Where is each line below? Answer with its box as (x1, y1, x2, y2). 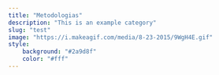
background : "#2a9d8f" (22, 48, 97, 55)
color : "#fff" (22, 55, 69, 63)
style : (8, 41, 30, 48)
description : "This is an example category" (8, 19, 157, 27)
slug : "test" (8, 26, 51, 34)
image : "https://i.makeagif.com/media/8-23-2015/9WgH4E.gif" (8, 33, 213, 41)
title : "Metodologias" (8, 11, 83, 20)
